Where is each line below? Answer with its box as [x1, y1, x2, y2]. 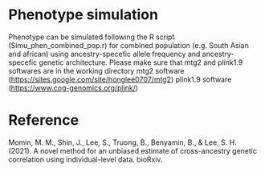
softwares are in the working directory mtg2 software [8, 66, 185, 75]
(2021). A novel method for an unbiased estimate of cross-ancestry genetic [8, 146, 257, 155]
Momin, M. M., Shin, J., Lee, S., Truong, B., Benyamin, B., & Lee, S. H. [8, 138, 237, 147]
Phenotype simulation [8, 6, 159, 24]
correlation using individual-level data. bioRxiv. [8, 154, 163, 164]
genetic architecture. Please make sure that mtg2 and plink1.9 [39, 58, 243, 67]
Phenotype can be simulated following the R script [8, 32, 175, 42]
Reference [8, 111, 79, 130]
